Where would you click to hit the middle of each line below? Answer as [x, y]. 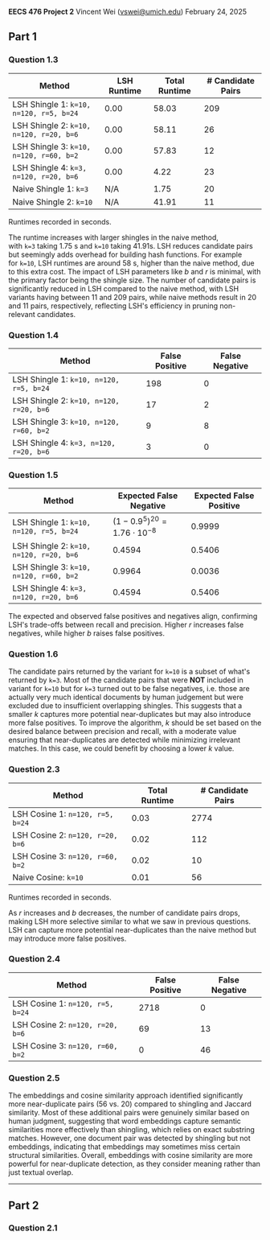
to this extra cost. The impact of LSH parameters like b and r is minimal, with [135, 271]
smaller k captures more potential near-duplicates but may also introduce [130, 715]
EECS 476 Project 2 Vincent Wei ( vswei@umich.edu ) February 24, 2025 [128, 12]
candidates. [56, 314]
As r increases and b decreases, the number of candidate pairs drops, [124, 912]
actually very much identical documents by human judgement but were [126, 697]
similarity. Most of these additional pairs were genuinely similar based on [129, 1113]
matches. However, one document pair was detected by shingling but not [129, 1139]
